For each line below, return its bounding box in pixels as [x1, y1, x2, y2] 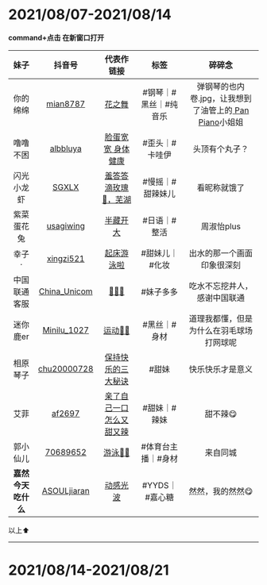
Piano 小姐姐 [198, 117, 244, 128]
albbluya [49, 143, 82, 154]
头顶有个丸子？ [192, 143, 249, 154]
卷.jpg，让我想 [189, 93, 244, 104]
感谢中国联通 [196, 292, 245, 303]
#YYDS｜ [141, 479, 177, 491]
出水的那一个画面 [188, 248, 253, 259]
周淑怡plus [201, 221, 241, 232]
